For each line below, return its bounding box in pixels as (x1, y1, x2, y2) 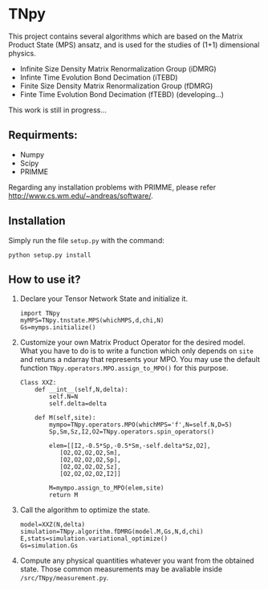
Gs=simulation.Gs (19, 542, 79, 550)
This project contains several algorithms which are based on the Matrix (8, 31, 243, 41)
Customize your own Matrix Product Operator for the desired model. (19, 338, 246, 348)
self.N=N (49, 393, 79, 401)
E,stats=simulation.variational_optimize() (19, 535, 169, 543)
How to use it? (8, 272, 81, 286)
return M (49, 491, 79, 499)
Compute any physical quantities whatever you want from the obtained (19, 555, 254, 566)
